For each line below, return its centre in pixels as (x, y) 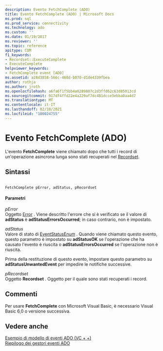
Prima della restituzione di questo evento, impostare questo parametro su (79, 259)
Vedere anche (27, 326)
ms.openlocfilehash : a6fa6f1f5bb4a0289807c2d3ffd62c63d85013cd (71, 91)
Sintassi (18, 172)
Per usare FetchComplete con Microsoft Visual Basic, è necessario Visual (79, 306)
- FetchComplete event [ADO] (35, 73)
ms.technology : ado (25, 28)
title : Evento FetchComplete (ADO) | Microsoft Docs (60, 14)
